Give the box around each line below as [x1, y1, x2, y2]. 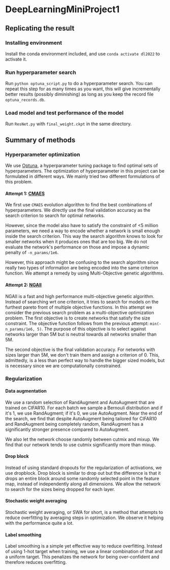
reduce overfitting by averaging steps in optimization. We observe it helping [5, 514, 164, 521]
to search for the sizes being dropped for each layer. [5, 486, 115, 492]
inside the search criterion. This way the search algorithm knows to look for [5, 233, 163, 239]
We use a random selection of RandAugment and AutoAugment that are [5, 399, 155, 405]
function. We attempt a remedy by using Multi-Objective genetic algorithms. [5, 270, 164, 276]
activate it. [5, 56, 27, 62]
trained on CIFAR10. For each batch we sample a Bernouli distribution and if [5, 404, 163, 411]
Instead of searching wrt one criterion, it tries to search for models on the [5, 298, 159, 305]
